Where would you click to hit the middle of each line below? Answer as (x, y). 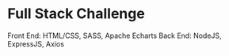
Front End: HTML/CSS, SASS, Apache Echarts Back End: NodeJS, (115, 35)
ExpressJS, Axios (36, 43)
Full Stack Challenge (76, 14)
